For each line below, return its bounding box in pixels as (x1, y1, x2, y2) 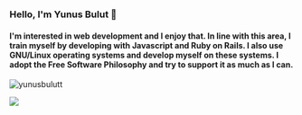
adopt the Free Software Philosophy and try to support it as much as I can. (9, 58, 294, 70)
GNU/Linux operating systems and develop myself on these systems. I (9, 49, 278, 60)
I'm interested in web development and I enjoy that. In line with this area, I (9, 31, 291, 41)
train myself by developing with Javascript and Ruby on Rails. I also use (9, 40, 284, 50)
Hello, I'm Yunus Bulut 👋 (9, 8, 118, 21)
